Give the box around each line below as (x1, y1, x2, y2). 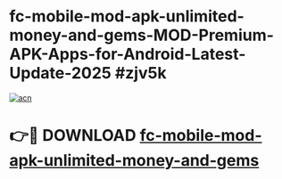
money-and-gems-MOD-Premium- (9, 25, 275, 45)
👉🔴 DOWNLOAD (9, 126, 137, 146)
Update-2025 (9, 63, 112, 84)
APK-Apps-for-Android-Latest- (9, 45, 246, 64)
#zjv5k (114, 63, 167, 84)
